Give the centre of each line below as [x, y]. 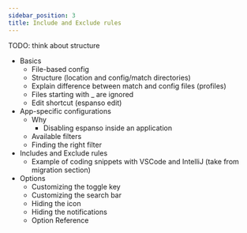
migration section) [61, 170]
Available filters [56, 136]
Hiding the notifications [69, 212]
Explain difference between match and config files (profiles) [129, 86]
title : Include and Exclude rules [65, 23]
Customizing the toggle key [76, 186]
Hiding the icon [56, 203]
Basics [30, 61]
